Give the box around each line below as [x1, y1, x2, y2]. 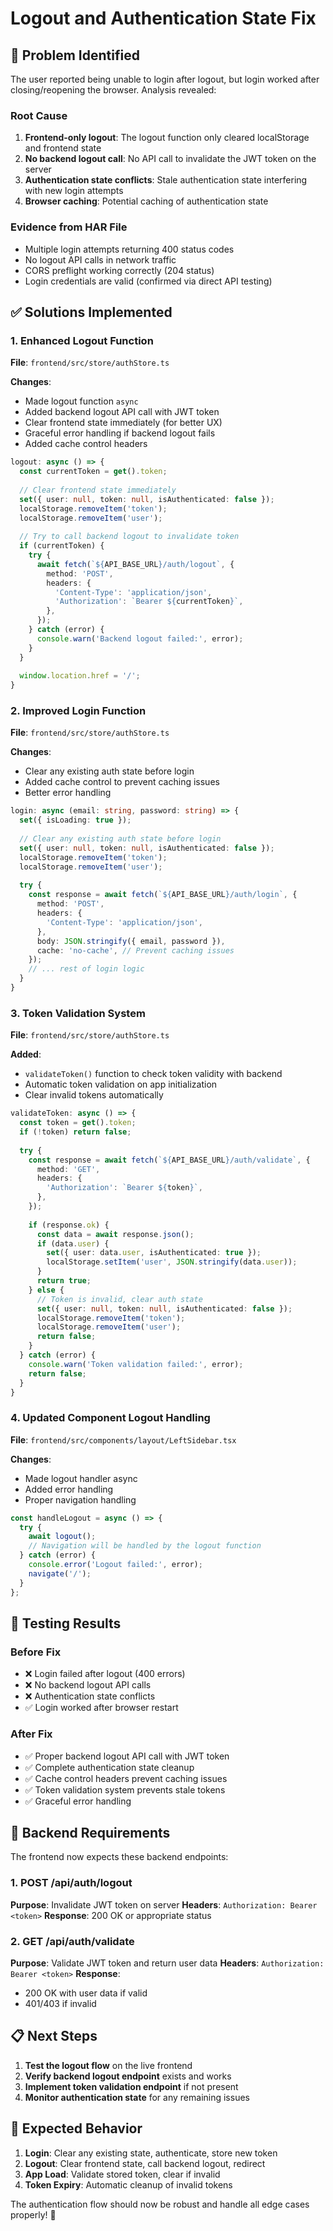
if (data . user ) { [36, 1238, 110, 1249]
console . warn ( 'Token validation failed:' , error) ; [28, 1359, 244, 1369]
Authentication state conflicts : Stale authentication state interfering [24, 174, 308, 186]
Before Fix [10, 1645, 62, 1659]
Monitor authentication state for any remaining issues [24, 2091, 250, 2103]
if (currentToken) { [19, 541, 105, 551]
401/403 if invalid [24, 1997, 97, 2009]
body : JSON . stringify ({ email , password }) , [36, 936, 226, 946]
